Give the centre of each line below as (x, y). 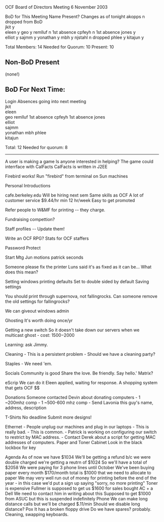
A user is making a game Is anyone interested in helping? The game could (79, 161)
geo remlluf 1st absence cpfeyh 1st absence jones (55, 117)
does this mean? (21, 272)
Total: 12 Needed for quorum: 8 (36, 147)
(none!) (12, 74)
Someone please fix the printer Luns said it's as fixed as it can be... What (78, 267)
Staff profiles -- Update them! (35, 229)
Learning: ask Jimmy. (26, 345)
